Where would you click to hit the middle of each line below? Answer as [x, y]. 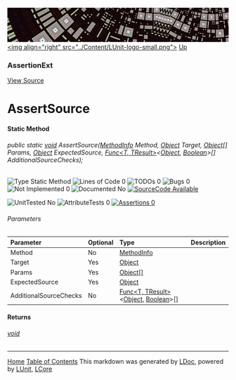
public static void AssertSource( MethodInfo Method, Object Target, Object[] [117, 145]
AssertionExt [30, 65]
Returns [19, 317]
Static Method [28, 129]
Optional [100, 242]
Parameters [24, 218]
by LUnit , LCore [30, 369]
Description [208, 242]
